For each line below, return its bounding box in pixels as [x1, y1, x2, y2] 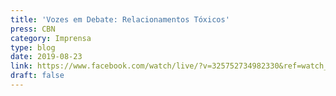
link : [10, 61, 33, 71]
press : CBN [10, 24, 56, 34]
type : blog [10, 42, 56, 53]
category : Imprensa [10, 33, 92, 43]
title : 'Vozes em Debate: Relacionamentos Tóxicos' [10, 14, 230, 25]
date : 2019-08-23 [10, 52, 83, 62]
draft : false [10, 71, 65, 81]
